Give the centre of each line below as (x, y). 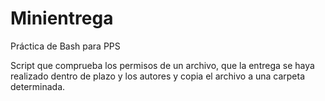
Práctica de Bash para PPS (65, 46)
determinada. (38, 86)
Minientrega (62, 18)
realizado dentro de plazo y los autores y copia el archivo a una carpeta (158, 76)
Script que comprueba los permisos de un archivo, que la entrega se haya (162, 65)
